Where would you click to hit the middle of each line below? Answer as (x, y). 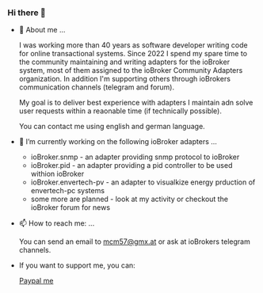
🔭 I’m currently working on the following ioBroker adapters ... (118, 142)
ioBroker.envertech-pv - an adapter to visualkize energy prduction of (143, 182)
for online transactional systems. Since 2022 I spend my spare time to (133, 54)
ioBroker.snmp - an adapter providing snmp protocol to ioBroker (135, 157)
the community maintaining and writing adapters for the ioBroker (124, 62)
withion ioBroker (57, 174)
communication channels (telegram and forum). (97, 87)
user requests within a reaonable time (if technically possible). (120, 111)
